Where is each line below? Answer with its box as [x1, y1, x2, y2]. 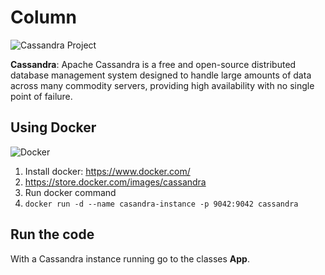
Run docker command [24, 186, 117, 198]
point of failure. [10, 90, 73, 102]
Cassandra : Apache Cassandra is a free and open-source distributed [10, 58, 297, 70]
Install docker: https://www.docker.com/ [24, 165, 191, 177]
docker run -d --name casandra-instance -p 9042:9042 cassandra [24, 199, 299, 209]
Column [10, 6, 77, 29]
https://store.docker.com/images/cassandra [24, 176, 207, 188]
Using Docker [10, 119, 97, 136]
